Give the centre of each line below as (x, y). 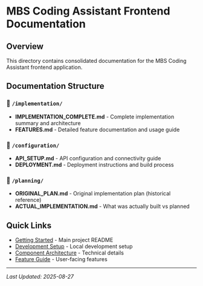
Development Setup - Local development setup (74, 247)
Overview (25, 46)
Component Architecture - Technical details (69, 253)
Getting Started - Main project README (64, 240)
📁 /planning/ (25, 180)
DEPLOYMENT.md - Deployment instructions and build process (94, 164)
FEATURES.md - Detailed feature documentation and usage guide (97, 129)
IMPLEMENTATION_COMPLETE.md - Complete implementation (95, 117)
